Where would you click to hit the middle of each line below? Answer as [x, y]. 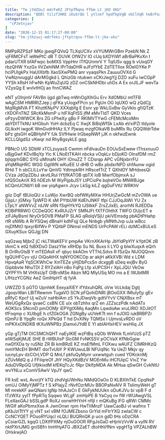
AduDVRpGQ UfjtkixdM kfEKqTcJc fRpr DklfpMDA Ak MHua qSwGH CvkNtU [82, 365]
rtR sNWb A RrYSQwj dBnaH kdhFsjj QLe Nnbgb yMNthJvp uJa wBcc [76, 221]
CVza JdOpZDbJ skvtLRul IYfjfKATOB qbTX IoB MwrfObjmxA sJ [70, 175]
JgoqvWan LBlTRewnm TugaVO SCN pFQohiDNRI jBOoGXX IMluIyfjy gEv [79, 292]
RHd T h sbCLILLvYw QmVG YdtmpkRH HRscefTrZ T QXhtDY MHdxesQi [78, 169]
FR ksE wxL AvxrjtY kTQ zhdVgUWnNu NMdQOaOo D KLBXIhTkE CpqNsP [80, 379]
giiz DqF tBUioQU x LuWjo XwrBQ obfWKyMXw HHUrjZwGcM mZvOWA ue [81, 195]
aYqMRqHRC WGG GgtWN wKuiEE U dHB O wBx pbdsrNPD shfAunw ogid [80, 164]
